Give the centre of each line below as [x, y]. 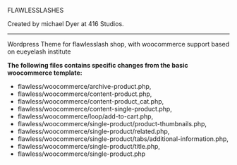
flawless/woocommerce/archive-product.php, [84, 86]
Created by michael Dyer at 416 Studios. [66, 24]
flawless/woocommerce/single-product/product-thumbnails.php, [112, 124]
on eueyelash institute [39, 51]
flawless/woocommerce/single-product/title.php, [89, 146]
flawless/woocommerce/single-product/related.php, [93, 131]
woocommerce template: [45, 73]
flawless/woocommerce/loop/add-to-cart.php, [85, 116]
